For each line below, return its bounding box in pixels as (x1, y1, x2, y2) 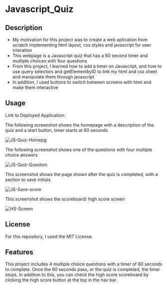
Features (5, 248, 33, 256)
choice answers (5, 151, 38, 158)
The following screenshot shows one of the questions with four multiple (5, 146, 153, 152)
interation (12, 47, 32, 53)
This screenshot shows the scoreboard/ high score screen (5, 196, 126, 202)
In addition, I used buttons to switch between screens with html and (12, 79, 152, 85)
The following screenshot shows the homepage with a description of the (5, 121, 154, 128)
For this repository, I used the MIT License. (5, 233, 93, 239)
